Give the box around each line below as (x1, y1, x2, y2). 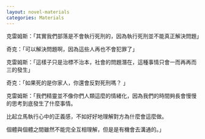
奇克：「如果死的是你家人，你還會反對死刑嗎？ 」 (6, 79, 129, 86)
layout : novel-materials (6, 9, 70, 15)
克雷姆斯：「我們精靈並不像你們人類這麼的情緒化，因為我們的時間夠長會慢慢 (6, 92, 197, 99)
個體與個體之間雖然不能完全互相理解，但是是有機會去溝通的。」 (6, 126, 165, 133)
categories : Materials (6, 15, 64, 21)
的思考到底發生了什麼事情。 (6, 99, 76, 107)
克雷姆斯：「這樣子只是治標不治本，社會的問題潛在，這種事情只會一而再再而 (6, 58, 197, 66)
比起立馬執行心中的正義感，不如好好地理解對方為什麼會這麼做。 (6, 113, 167, 120)
